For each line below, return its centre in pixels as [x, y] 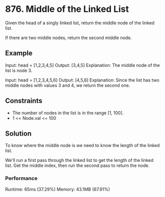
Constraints [24, 101]
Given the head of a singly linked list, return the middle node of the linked [80, 23]
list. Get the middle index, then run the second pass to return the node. [77, 166]
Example [19, 53]
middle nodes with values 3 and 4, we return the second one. [68, 85]
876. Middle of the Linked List [67, 9]
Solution [18, 133]
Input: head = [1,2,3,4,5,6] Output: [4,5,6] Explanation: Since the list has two [82, 80]
